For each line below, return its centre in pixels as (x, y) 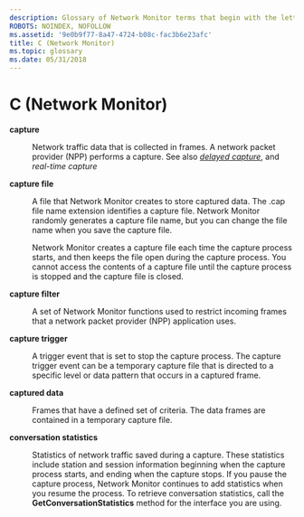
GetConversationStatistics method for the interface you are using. (157, 503)
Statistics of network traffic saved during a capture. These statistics (158, 455)
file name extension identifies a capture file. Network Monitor (146, 211)
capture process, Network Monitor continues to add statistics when (157, 484)
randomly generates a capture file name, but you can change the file (160, 220)
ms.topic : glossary (46, 52)
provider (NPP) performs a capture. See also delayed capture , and (156, 156)
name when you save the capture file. (102, 230)
